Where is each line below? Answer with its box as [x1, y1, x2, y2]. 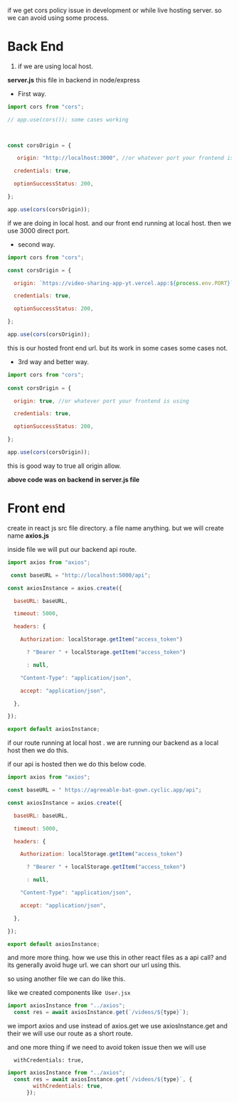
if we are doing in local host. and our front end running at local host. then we [7, 218, 232, 227]
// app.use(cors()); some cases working [7, 116, 129, 123]
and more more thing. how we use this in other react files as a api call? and [7, 953, 227, 962]
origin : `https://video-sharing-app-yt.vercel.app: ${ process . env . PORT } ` [14, 279, 234, 287]
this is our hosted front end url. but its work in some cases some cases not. [7, 343, 228, 352]
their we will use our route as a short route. [7, 1029, 133, 1038]
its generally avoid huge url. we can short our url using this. [7, 961, 181, 969]
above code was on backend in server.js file [7, 475, 140, 484]
